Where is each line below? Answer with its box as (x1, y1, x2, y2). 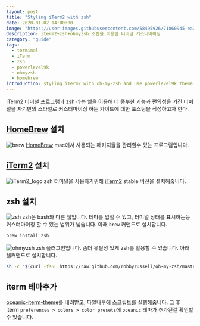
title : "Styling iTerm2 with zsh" (6, 14, 92, 20)
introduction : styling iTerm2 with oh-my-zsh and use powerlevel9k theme (6, 81, 193, 87)
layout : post (6, 8, 39, 15)
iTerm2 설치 (6, 160, 49, 170)
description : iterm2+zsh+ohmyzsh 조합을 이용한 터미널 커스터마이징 (6, 31, 161, 37)
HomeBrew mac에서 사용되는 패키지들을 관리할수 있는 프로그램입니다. (26, 141, 189, 148)
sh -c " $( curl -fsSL (6, 263, 58, 270)
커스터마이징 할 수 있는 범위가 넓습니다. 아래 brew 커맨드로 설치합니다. (6, 221, 168, 228)
